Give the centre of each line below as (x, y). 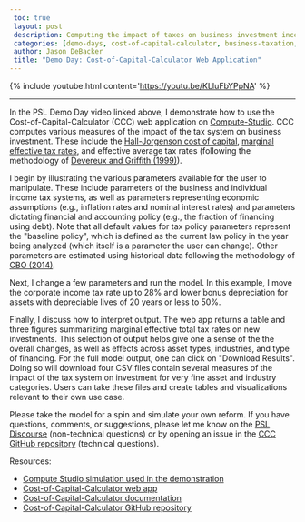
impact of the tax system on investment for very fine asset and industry (143, 377)
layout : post (38, 26)
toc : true (32, 18)
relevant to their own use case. (67, 397)
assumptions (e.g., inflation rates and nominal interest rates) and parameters (152, 207)
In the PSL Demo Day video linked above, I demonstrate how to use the (142, 112)
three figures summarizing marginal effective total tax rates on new (135, 329)
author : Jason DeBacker (58, 52)
